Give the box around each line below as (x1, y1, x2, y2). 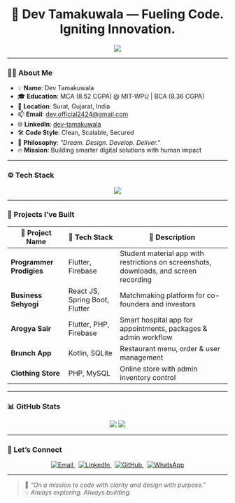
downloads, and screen (120, 266, 197, 276)
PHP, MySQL (68, 368, 111, 378)
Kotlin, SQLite (68, 348, 113, 357)
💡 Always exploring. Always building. (24, 488, 131, 497)
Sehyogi (10, 299, 39, 309)
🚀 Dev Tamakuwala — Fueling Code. (10, 6, 225, 22)
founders (120, 299, 150, 309)
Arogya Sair (10, 323, 51, 333)
